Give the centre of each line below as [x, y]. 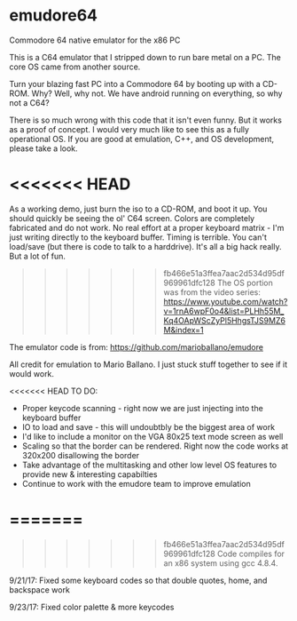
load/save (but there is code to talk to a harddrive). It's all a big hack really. [145, 246]
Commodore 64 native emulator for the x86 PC [95, 40]
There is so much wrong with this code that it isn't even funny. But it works [145, 120]
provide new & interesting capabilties [90, 474]
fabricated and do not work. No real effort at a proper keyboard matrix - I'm [147, 227]
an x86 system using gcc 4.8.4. [221, 563]
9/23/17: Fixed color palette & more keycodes [92, 607]
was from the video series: [212, 292]
